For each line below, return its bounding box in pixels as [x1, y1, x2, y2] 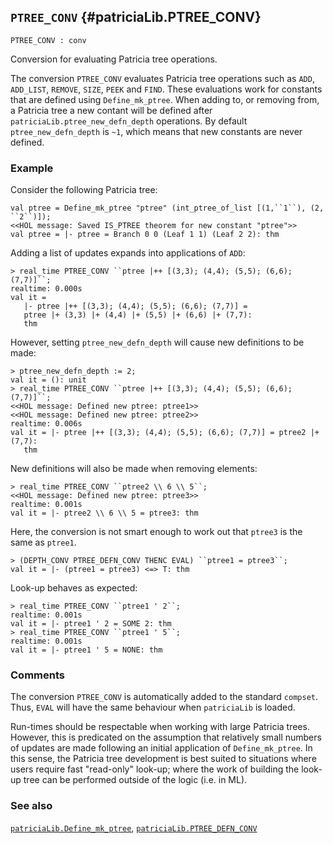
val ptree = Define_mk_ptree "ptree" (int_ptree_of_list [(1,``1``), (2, [10, 203, 325, 214]
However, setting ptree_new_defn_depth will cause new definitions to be [10, 336, 305, 349]
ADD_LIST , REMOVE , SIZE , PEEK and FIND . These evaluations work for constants [10, 83, 323, 95]
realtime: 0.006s [10, 419, 83, 429]
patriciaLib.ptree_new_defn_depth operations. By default [10, 115, 248, 127]
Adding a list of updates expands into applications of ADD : [10, 247, 246, 259]
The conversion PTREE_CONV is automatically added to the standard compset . [10, 691, 319, 703]
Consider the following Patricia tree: [10, 184, 158, 196]
